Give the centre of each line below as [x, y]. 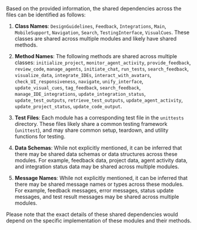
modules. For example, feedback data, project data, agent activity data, [101, 160]
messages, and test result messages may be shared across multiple [97, 197]
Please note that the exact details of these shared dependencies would [92, 214]
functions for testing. [40, 136]
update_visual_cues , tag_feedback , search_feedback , [78, 87]
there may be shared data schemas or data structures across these [96, 154]
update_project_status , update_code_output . [68, 106]
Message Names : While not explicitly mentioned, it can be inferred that [101, 178]
